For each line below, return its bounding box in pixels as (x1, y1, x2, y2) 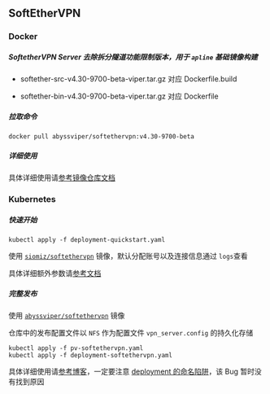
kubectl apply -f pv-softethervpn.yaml (8, 344, 144, 352)
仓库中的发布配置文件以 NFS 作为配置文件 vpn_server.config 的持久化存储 (8, 328, 254, 338)
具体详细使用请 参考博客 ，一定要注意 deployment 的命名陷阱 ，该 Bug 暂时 (8, 366, 255, 377)
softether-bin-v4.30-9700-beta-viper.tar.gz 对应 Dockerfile (20, 91, 219, 101)
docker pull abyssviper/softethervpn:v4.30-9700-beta (8, 133, 195, 141)
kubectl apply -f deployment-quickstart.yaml (8, 236, 165, 244)
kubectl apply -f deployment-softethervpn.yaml (8, 352, 173, 360)
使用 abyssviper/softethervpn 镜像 (8, 311, 125, 321)
